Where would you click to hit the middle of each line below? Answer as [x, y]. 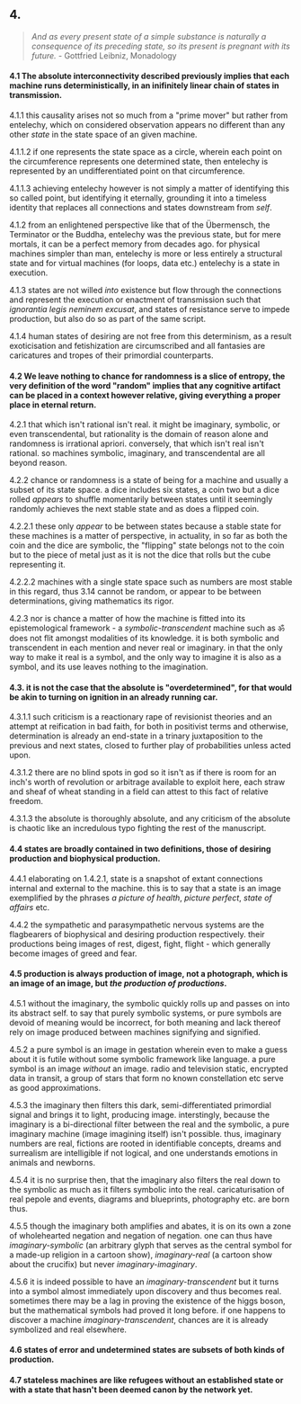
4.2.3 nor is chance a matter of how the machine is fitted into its [127, 619]
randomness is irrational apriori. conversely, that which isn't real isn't [137, 443]
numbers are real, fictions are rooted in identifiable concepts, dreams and [145, 1143]
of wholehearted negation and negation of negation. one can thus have [141, 1235]
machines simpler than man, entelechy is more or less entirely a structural [146, 254]
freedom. [26, 801]
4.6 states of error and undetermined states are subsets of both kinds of [147, 1350]
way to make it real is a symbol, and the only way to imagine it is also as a [145, 657]
